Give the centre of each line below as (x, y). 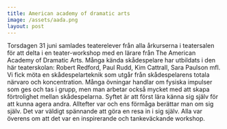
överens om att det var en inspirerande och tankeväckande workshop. (106, 119)
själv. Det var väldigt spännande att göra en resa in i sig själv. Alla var (105, 111)
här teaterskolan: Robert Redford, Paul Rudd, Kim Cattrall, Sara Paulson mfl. (114, 68)
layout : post (26, 26)
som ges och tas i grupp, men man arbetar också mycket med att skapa (109, 89)
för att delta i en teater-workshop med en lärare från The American (101, 53)
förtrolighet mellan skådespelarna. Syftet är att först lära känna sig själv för (113, 97)
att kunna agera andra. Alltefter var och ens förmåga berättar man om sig (110, 104)
